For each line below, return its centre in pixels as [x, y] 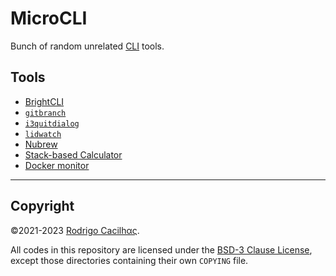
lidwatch [43, 134]
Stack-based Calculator [73, 154]
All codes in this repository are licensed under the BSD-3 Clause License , [161, 249]
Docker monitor [57, 165]
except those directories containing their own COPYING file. [129, 260]
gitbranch [45, 113]
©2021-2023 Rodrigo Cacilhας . [75, 230]
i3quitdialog [52, 123]
